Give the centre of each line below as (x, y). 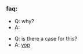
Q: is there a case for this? (46, 39)
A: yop (22, 45)
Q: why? (24, 21)
